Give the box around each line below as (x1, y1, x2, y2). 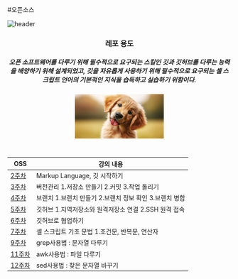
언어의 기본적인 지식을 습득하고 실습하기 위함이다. (60, 75, 197, 84)
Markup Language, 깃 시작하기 (36, 171, 124, 180)
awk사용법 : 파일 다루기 (36, 250, 102, 258)
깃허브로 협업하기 (36, 216, 84, 224)
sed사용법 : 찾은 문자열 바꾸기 (36, 261, 119, 269)
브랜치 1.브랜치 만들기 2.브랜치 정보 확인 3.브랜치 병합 (36, 194, 186, 202)
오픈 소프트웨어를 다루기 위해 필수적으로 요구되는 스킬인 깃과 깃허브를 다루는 (9, 58, 217, 66)
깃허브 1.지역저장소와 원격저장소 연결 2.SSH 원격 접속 (36, 204, 185, 214)
